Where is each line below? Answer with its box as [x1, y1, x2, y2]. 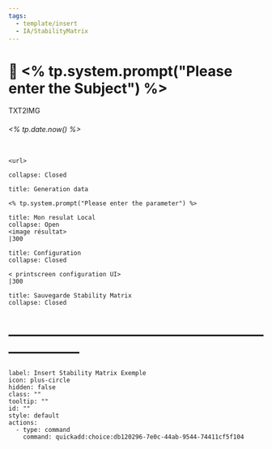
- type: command [15, 426, 70, 434]
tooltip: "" [8, 398, 49, 406]
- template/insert [15, 19, 79, 28]
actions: [8, 419, 38, 427]
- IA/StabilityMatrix [15, 27, 89, 35]
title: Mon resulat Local [8, 213, 96, 221]
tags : [8, 11, 27, 20]
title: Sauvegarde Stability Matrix [8, 291, 132, 300]
